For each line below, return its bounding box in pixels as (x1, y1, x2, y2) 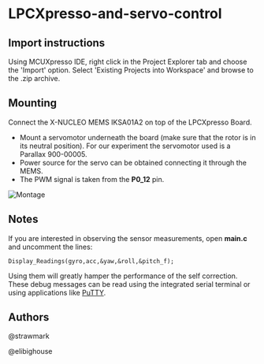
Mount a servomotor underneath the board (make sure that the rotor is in (19, 132, 256, 142)
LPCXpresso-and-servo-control (8, 5, 222, 23)
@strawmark (8, 332, 50, 341)
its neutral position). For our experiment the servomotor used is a (19, 141, 231, 150)
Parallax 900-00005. (19, 149, 88, 158)
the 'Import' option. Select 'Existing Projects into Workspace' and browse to (8, 65, 254, 75)
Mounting (8, 96, 58, 110)
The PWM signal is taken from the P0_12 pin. (19, 174, 165, 184)
